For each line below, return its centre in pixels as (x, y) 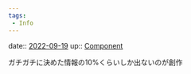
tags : (17, 16)
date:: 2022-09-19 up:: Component (66, 45)
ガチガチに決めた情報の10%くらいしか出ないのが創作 (95, 62)
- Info (23, 23)
